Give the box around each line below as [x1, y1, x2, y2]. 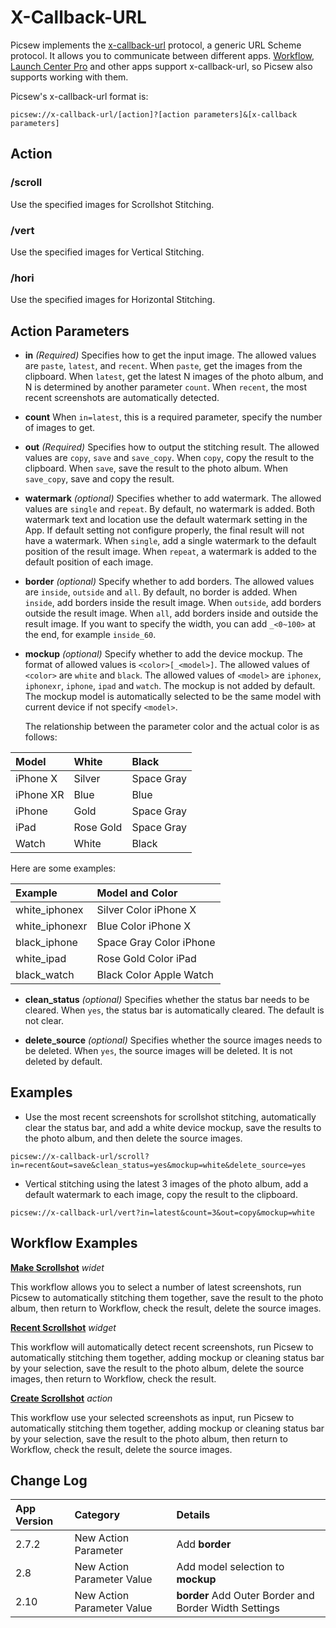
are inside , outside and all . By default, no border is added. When [24, 586, 298, 598]
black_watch [15, 968, 75, 982]
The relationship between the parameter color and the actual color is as [24, 721, 320, 733]
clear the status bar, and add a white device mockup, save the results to [24, 1121, 322, 1133]
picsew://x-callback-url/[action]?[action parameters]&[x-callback [10, 109, 298, 120]
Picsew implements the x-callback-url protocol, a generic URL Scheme [10, 39, 302, 51]
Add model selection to [176, 1560, 285, 1574]
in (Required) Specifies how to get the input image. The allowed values [24, 349, 317, 361]
